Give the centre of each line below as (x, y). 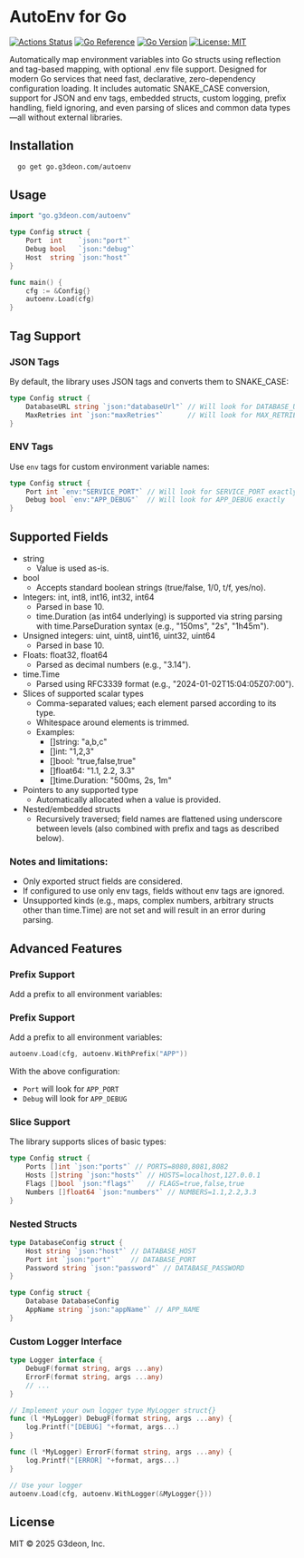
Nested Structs (43, 1224)
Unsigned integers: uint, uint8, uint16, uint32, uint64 (119, 635)
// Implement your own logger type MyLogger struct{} (113, 1410)
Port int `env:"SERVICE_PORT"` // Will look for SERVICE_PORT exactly (161, 492)
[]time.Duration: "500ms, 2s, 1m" (110, 780)
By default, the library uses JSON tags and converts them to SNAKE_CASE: (149, 381)
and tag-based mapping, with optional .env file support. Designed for (138, 69)
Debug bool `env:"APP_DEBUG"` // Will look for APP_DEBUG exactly (155, 500)
